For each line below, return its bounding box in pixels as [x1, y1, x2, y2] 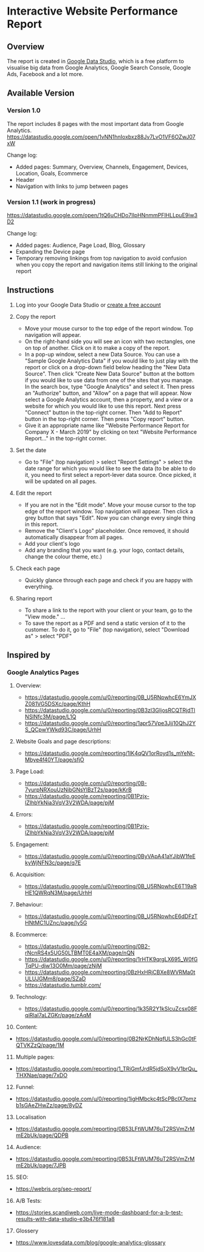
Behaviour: [15, 901, 43, 908]
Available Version [7, 88, 75, 99]
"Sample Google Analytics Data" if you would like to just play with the [24, 357, 199, 364]
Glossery [15, 1227, 39, 1234]
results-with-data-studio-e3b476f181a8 [15, 1215, 115, 1223]
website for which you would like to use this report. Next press [24, 402, 182, 409]
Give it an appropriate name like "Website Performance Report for [24, 422, 189, 429]
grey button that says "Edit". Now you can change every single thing [24, 514, 196, 521]
